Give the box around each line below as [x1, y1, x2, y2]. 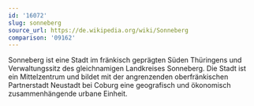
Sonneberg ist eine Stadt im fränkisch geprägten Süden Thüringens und [8, 55, 242, 65]
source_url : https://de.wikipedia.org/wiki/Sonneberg [8, 26, 189, 34]
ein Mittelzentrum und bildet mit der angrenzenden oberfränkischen [8, 72, 229, 81]
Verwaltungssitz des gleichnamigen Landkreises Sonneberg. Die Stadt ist [8, 64, 247, 74]
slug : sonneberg [8, 19, 62, 27]
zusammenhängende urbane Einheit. [8, 89, 128, 99]
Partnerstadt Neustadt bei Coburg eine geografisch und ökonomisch [8, 81, 231, 90]
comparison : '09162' [8, 33, 77, 42]
